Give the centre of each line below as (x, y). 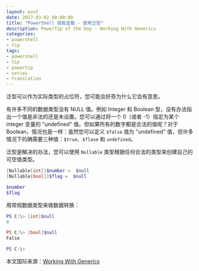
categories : (21, 34)
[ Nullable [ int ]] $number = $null (48, 171)
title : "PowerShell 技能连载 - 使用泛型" (55, 23)
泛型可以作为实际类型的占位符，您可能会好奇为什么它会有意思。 (85, 97)
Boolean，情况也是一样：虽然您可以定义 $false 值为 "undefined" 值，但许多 (100, 132)
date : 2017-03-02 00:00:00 (40, 17)
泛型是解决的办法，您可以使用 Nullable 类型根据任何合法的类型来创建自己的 (99, 152)
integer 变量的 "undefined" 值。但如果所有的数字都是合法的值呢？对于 (92, 124)
